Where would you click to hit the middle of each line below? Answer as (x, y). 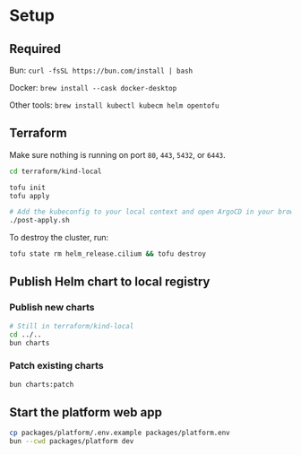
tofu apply (30, 196)
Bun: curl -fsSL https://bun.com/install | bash (101, 70)
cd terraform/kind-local (56, 171)
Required (35, 49)
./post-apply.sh (39, 221)
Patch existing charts (57, 366)
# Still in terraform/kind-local (72, 326)
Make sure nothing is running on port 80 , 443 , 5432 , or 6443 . (117, 154)
